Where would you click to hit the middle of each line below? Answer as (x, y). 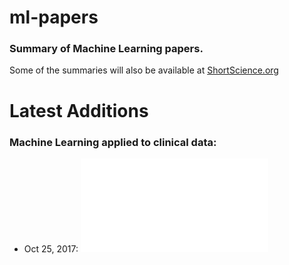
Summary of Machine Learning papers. (106, 49)
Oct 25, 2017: (51, 248)
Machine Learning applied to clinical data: (113, 142)
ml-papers (54, 17)
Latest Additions (79, 110)
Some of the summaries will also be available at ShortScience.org (144, 70)
